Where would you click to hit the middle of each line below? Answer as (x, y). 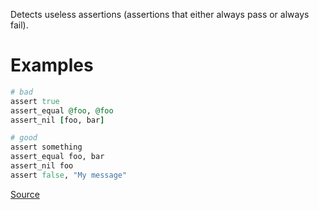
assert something (46, 147)
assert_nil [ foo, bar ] (57, 120)
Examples (52, 65)
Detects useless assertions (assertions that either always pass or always (160, 14)
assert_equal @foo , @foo (62, 110)
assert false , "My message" (69, 175)
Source (25, 194)
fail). (19, 25)
